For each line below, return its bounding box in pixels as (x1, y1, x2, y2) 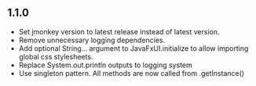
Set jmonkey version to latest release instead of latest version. (18, 27, 220, 36)
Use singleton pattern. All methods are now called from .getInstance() (18, 68, 245, 77)
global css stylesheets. (18, 52, 93, 61)
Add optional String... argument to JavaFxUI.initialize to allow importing (18, 43, 249, 53)
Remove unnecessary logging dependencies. (18, 35, 166, 45)
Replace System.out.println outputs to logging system (18, 60, 193, 70)
